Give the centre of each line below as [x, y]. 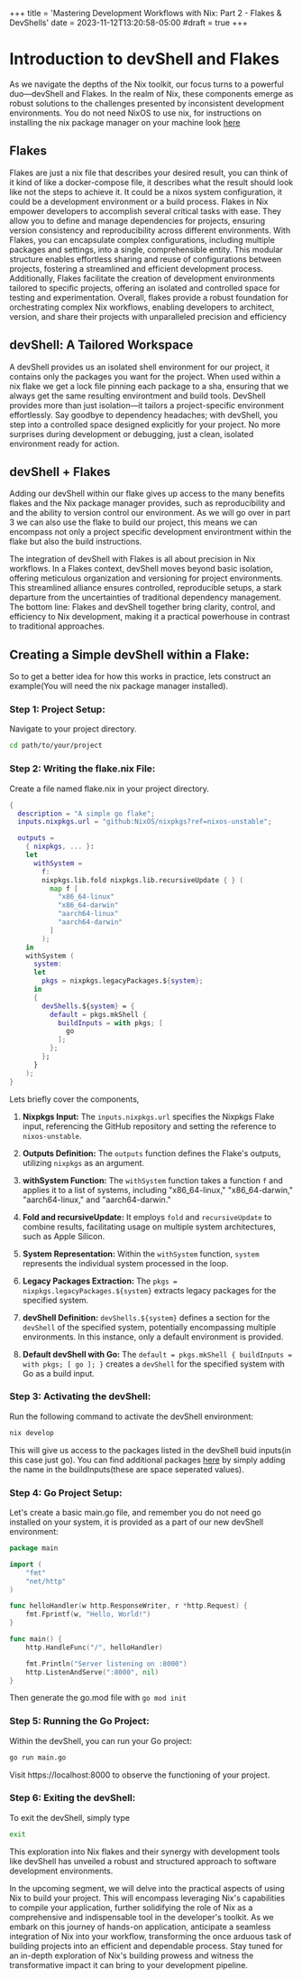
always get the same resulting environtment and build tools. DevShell [137, 396]
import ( [26, 1564]
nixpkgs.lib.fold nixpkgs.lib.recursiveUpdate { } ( [143, 880]
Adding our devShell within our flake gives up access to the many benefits [147, 494]
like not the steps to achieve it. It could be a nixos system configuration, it [146, 191]
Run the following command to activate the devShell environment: [132, 1416]
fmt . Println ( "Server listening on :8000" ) [106, 1664]
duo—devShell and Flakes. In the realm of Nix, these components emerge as [151, 93]
